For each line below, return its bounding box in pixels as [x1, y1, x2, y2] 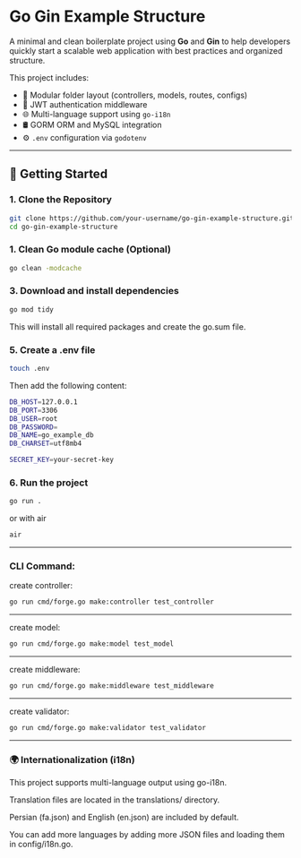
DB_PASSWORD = [9, 423, 58, 432]
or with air [9, 513, 47, 524]
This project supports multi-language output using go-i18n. [9, 777, 228, 788]
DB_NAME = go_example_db [9, 431, 94, 440]
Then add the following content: [9, 380, 127, 390]
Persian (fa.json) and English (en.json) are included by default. [9, 812, 239, 823]
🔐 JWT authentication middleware [21, 99, 148, 109]
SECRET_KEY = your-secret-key [9, 455, 115, 465]
